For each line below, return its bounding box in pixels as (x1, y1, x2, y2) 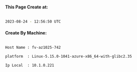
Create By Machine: (5, 30, 47, 36)
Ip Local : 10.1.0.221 (5, 63, 55, 68)
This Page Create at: (5, 4, 48, 10)
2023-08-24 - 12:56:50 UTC (5, 19, 61, 24)
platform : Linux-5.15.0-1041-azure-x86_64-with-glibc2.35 (5, 54, 133, 59)
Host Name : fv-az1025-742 (5, 45, 61, 50)
